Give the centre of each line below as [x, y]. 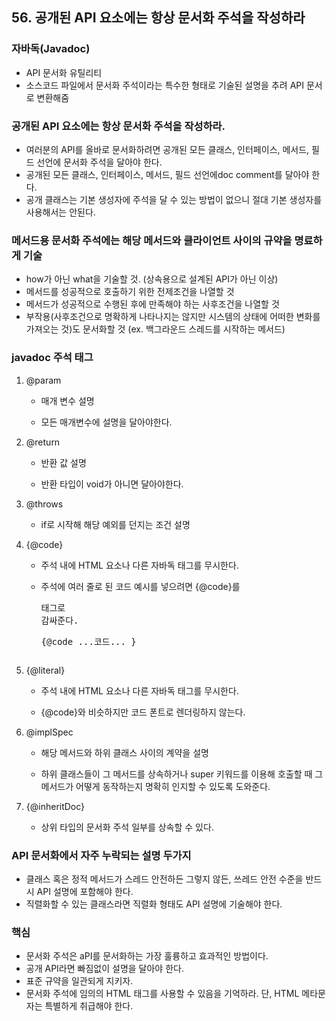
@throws [44, 504]
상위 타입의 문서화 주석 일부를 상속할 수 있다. [127, 827]
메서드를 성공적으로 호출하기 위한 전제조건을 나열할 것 [130, 292]
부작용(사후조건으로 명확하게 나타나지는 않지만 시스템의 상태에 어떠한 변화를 [173, 317]
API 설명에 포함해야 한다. [85, 891]
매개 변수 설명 [67, 400]
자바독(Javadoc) [51, 49]
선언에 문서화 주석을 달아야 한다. [99, 162]
